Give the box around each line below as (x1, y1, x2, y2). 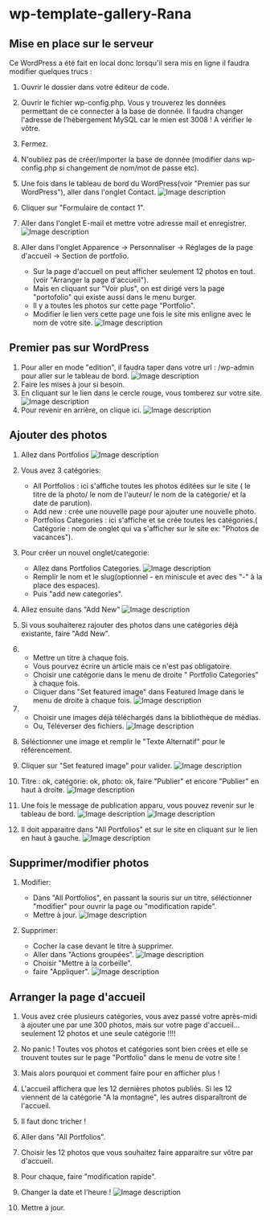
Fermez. (20, 139, 49, 149)
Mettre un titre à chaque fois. (32, 653, 129, 662)
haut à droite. (20, 784, 65, 794)
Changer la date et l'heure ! (20, 1187, 112, 1197)
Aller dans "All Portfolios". (20, 1132, 106, 1142)
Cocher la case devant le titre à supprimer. (32, 941, 174, 951)
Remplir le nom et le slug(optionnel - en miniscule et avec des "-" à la (32, 571, 263, 581)
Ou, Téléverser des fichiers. (32, 721, 125, 731)
